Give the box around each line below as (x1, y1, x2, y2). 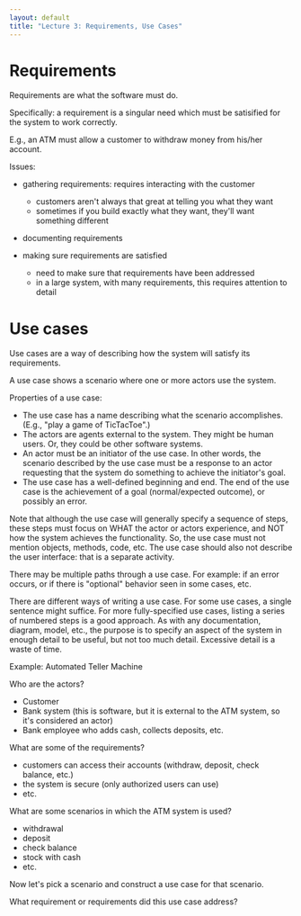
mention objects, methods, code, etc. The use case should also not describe (9, 542, 293, 553)
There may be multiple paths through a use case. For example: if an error (9, 569, 280, 580)
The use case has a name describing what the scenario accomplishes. (22, 410, 283, 421)
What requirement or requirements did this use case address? (9, 896, 238, 907)
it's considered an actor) (22, 715, 114, 726)
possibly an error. (22, 496, 88, 507)
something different (35, 215, 110, 226)
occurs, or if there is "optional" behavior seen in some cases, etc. (9, 579, 252, 589)
